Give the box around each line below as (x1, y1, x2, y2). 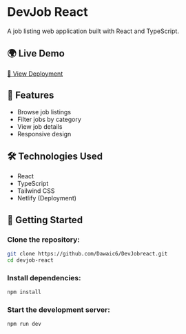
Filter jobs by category (17, 115, 81, 123)
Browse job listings (17, 107, 71, 116)
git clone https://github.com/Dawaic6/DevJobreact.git (7, 251, 168, 258)
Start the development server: (7, 304, 110, 314)
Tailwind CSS (17, 187, 55, 195)
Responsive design (17, 129, 72, 138)
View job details (17, 122, 63, 131)
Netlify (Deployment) (17, 194, 77, 202)
